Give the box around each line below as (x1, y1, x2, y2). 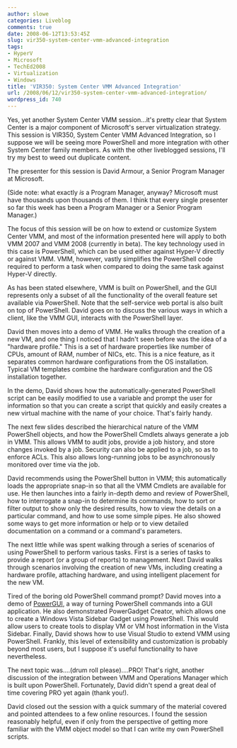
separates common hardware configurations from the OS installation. (7, 357, 209, 366)
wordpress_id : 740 (7, 96, 62, 104)
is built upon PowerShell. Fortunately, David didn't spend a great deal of (7, 681, 216, 689)
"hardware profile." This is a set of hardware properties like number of (7, 342, 212, 351)
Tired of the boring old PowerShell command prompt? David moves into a (7, 592, 221, 600)
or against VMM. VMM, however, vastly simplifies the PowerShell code (7, 255, 214, 263)
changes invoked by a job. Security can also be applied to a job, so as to (7, 445, 219, 454)
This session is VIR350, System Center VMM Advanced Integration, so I (7, 130, 216, 139)
